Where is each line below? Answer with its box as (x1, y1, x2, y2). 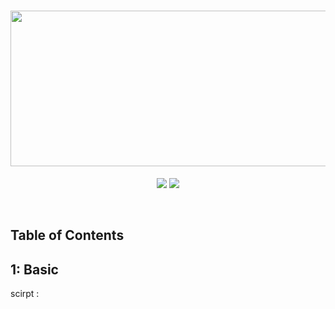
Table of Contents (10, 227, 125, 244)
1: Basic (10, 261, 59, 278)
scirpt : (10, 288, 40, 300)
